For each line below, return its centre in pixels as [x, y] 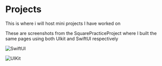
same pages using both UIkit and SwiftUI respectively [62, 39]
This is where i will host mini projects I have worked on [63, 23]
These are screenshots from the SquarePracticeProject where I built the [81, 33]
